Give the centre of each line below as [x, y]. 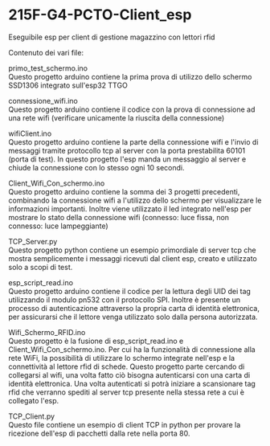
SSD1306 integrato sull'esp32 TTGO [68, 85]
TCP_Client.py [31, 416]
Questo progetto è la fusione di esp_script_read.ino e [96, 341]
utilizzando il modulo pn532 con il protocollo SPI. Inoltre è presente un [125, 300]
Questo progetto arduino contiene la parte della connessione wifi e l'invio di [133, 141]
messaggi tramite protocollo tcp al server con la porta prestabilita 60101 [127, 150]
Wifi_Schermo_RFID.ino [47, 332]
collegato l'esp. [34, 400]
